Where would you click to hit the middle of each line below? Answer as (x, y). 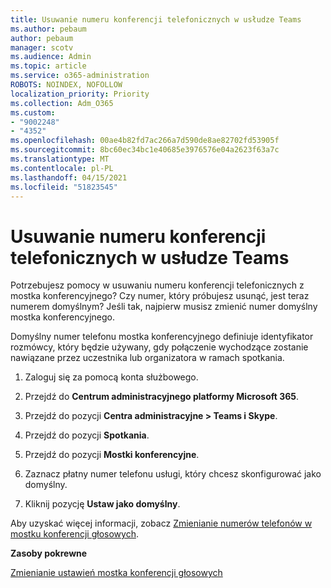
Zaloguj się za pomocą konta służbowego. (111, 377)
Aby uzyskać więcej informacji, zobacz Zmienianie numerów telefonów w (161, 523)
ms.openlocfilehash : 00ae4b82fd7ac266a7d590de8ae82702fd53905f (145, 141)
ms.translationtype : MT (60, 159)
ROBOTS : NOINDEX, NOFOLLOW (66, 85)
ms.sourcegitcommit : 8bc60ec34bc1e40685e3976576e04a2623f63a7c (145, 150)
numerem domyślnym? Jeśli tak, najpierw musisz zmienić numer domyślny (164, 307)
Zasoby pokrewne (49, 553)
